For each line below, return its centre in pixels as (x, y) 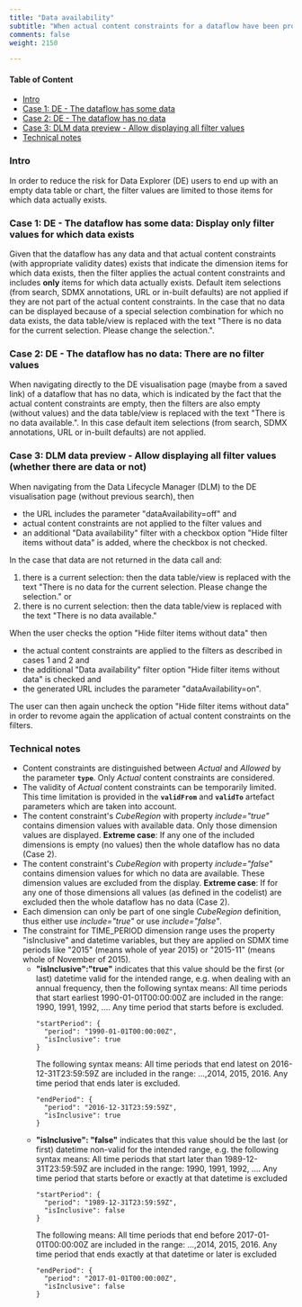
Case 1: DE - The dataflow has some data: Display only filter (142, 223)
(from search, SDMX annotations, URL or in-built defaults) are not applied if (149, 293)
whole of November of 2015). (76, 959)
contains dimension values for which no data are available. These (143, 873)
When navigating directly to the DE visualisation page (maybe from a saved (148, 384)
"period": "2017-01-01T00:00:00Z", (111, 1278)
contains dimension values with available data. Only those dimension (150, 825)
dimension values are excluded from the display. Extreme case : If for (150, 882)
